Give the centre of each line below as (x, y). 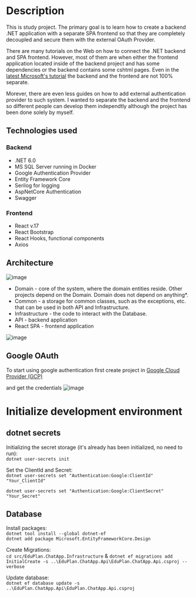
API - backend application (46, 320)
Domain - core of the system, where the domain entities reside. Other (99, 289)
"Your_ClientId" (26, 481)
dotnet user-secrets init (38, 459)
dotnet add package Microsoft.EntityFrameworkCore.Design (78, 539)
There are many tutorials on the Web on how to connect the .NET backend (96, 51)
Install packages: (26, 528)
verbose (16, 567)
